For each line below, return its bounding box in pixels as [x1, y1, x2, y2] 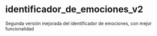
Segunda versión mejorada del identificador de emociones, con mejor [5, 20, 152, 26]
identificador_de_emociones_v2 [5, 4, 144, 15]
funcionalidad [5, 25, 34, 31]
